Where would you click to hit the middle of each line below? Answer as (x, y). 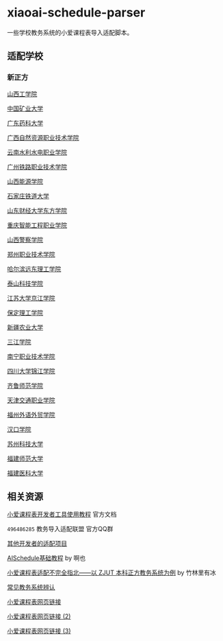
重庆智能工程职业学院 (37, 225)
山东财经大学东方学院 (37, 210)
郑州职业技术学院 (31, 254)
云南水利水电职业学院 (37, 152)
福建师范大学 (25, 458)
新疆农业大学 (25, 327)
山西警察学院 (25, 240)
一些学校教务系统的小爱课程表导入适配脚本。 (70, 32)
